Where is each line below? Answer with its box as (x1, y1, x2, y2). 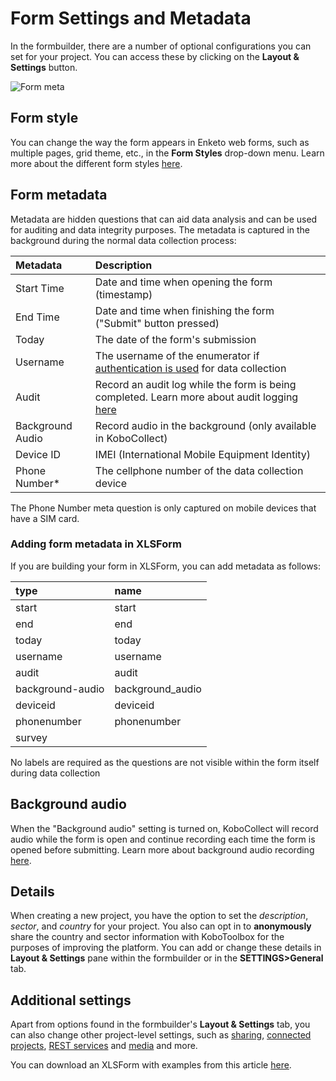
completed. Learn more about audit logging (94, 390, 299, 404)
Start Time (15, 281, 65, 295)
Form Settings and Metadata (10, 7, 252, 30)
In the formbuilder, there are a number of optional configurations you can (10, 40, 312, 52)
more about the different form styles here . (10, 157, 183, 169)
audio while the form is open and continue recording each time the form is (10, 833, 316, 845)
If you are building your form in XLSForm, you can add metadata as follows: (10, 560, 322, 572)
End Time (15, 310, 60, 324)
